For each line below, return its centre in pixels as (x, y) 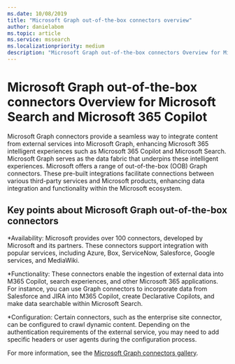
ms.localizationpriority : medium (56, 46)
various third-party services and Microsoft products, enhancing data (106, 181)
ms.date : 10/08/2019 (37, 14)
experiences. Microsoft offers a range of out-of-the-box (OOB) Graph (107, 166)
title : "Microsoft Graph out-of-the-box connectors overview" (100, 20)
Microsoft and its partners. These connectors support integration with (108, 245)
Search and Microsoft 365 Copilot (107, 117)
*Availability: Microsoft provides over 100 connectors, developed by (105, 238)
